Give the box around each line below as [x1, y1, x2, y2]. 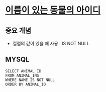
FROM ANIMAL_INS [5, 73, 39, 78]
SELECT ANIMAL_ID [5, 68, 42, 73]
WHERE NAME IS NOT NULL [5, 77, 55, 82]
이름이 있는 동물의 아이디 [5, 5, 101, 16]
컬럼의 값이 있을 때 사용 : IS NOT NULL [12, 41, 89, 46]
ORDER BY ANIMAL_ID [5, 81, 46, 87]
